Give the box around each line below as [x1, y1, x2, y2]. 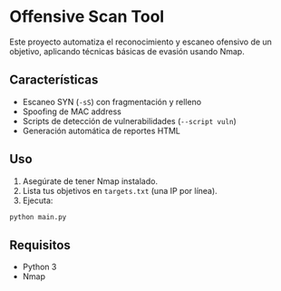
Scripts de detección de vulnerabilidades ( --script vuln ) [22, 115, 237, 126]
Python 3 [22, 261, 57, 273]
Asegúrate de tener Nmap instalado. [22, 175, 159, 187]
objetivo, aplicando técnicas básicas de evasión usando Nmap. [9, 45, 245, 56]
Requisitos [9, 238, 71, 253]
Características [9, 73, 99, 88]
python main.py [9, 212, 67, 221]
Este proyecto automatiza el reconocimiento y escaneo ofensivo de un [9, 36, 272, 47]
